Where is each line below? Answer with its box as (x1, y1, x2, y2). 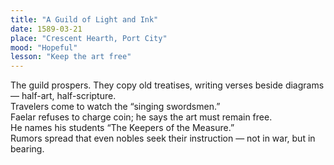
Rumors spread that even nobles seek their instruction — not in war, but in (10, 132, 316, 145)
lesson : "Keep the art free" (10, 52, 132, 62)
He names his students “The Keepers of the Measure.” (10, 122, 235, 134)
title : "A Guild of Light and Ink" (10, 14, 159, 25)
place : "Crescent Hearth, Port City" (10, 33, 168, 43)
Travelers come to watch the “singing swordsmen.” (10, 101, 221, 113)
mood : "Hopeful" (10, 42, 78, 53)
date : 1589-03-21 (10, 24, 83, 34)
